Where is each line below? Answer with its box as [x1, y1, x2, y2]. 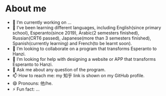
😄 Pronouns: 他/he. [12, 80, 53, 86]
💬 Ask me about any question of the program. [12, 66, 106, 72]
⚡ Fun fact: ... [12, 86, 40, 92]
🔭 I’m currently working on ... [12, 19, 72, 25]
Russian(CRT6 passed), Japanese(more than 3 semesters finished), [12, 35, 152, 41]
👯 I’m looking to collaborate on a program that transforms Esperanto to [12, 46, 157, 51]
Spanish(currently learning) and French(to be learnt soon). [12, 40, 132, 46]
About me [5, 3, 47, 14]
